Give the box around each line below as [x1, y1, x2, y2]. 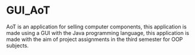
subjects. [6, 42, 29, 49]
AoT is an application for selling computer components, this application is [6, 23, 187, 30]
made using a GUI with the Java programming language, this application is [6, 29, 190, 36]
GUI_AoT [6, 4, 51, 17]
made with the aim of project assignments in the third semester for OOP [6, 35, 184, 43]
